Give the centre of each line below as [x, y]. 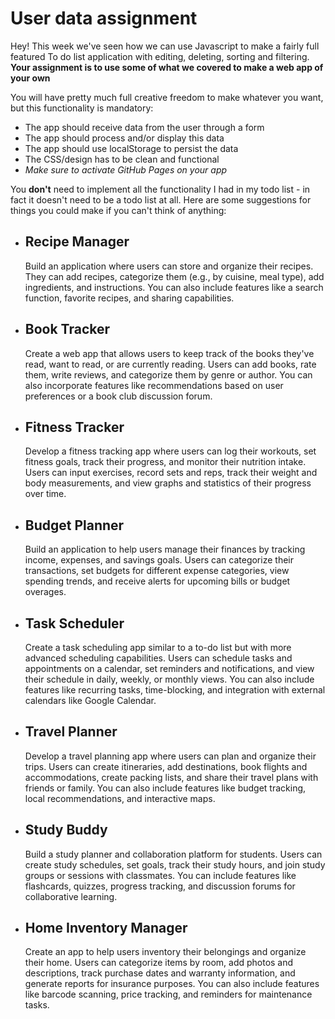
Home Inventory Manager [106, 928]
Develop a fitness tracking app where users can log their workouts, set [170, 451]
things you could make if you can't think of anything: [118, 210]
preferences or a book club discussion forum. [118, 396]
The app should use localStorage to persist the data [131, 148]
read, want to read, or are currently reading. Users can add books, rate [170, 364]
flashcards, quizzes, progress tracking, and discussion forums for [160, 886]
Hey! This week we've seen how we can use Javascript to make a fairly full [165, 46]
